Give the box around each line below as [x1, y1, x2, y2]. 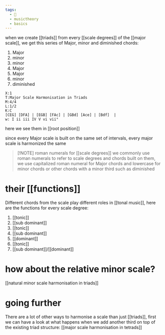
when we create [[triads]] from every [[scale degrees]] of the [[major [5, 35, 146, 41]
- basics [9, 21, 28, 26]
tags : [5, 7, 16, 12]
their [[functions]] [5, 183, 81, 195]
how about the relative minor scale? [5, 264, 156, 275]
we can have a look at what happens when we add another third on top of [5, 319, 156, 325]
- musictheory [9, 16, 39, 21]
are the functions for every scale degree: [5, 205, 89, 211]
